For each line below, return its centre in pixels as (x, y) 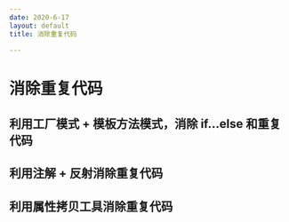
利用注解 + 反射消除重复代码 (86, 174)
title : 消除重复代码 (43, 34)
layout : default (39, 26)
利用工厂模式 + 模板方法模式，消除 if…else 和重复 (145, 124)
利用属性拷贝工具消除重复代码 (91, 206)
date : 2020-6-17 (39, 17)
